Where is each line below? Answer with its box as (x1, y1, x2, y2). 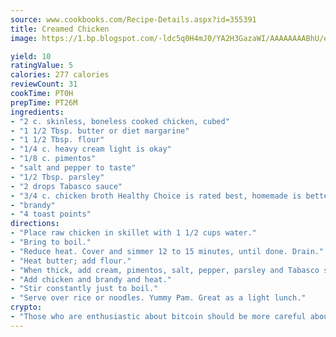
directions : (10, 219, 60, 229)
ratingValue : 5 (10, 61, 74, 71)
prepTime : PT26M (10, 97, 78, 108)
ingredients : (10, 107, 65, 117)
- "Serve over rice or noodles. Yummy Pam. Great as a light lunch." (10, 293, 307, 303)
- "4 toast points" (10, 209, 92, 220)
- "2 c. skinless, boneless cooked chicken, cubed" (10, 116, 230, 126)
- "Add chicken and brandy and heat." (10, 274, 172, 285)
